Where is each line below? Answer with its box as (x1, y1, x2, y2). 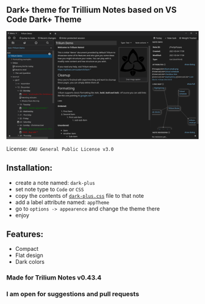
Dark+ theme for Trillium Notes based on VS (6, 5, 177, 15)
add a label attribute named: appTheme (15, 198, 110, 206)
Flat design (15, 252, 44, 259)
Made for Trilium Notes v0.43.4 (6, 273, 102, 282)
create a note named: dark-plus (15, 179, 96, 186)
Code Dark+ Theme (6, 15, 82, 25)
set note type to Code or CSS (15, 186, 84, 193)
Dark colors (15, 258, 45, 266)
